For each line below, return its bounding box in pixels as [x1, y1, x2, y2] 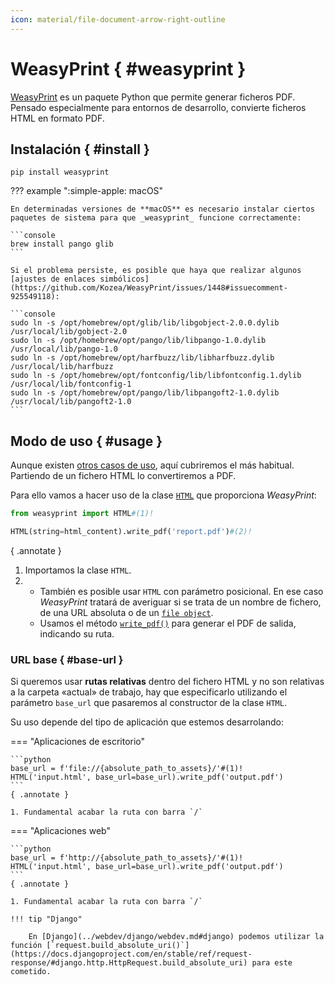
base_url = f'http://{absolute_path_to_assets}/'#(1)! [10, 853, 244, 863]
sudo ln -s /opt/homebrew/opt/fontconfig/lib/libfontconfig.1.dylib [10, 371, 302, 381]
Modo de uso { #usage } [10, 432, 163, 450]
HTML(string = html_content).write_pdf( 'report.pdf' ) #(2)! [10, 527, 253, 537]
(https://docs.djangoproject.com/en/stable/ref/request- [10, 949, 253, 960]
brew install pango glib [10, 239, 114, 250]
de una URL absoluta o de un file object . [39, 606, 214, 618]
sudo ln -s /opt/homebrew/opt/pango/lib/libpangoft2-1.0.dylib [10, 388, 280, 398]
